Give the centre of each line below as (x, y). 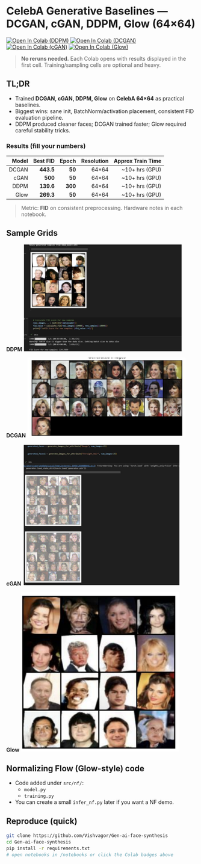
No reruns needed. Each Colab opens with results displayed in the (104, 58)
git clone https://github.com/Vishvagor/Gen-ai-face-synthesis (87, 835)
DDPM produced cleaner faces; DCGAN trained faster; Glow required (100, 124)
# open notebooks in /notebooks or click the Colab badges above (90, 855)
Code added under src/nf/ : (49, 783)
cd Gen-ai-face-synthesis (39, 842)
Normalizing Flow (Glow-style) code (75, 768)
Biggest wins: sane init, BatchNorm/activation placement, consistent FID (104, 111)
